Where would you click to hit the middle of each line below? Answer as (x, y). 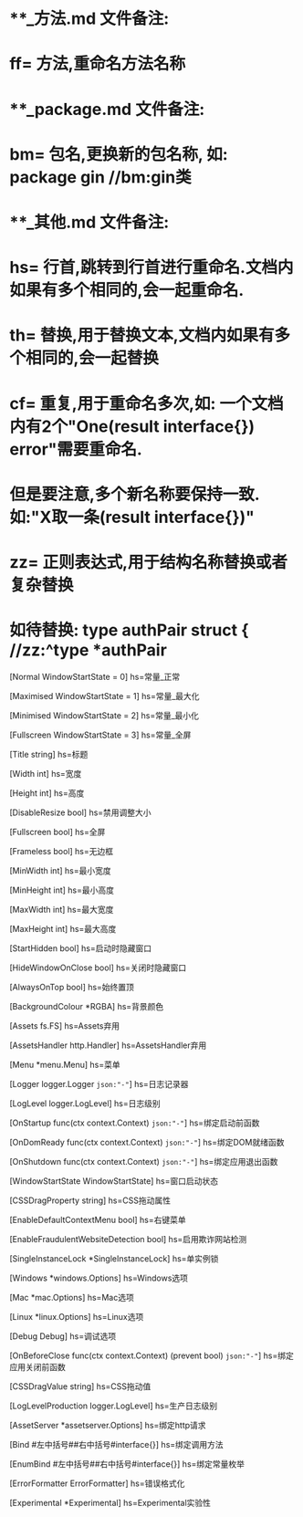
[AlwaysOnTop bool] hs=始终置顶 (72, 987)
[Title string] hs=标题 (49, 754)
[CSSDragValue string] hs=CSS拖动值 (80, 1386)
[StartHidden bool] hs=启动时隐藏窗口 (81, 948)
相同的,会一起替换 (93, 358)
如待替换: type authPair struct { (129, 630)
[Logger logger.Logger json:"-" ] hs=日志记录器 (99, 1083)
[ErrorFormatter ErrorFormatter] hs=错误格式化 (97, 1483)
